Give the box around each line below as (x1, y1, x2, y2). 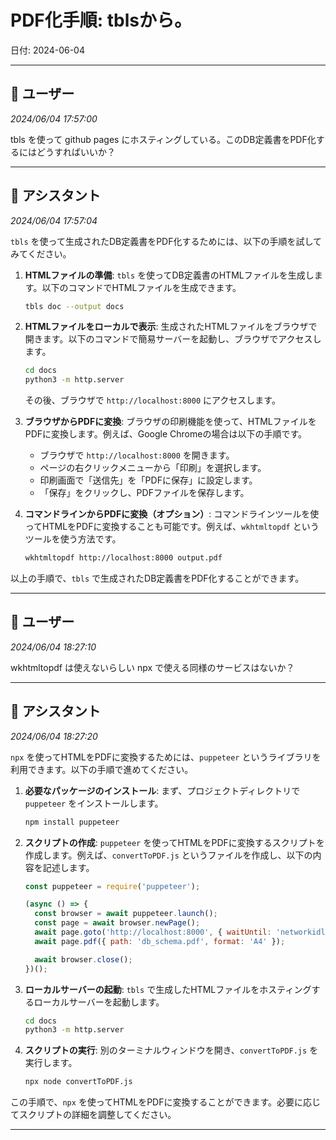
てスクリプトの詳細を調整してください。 (10, 1109, 177, 1121)
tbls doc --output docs (24, 301, 125, 311)
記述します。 (42, 861, 95, 873)
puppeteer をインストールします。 (24, 797, 164, 809)
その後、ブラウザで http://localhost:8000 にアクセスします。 (24, 394, 281, 406)
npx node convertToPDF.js (24, 1077, 133, 1087)
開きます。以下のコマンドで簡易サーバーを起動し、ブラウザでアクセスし (24, 333, 322, 345)
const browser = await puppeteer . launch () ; (34, 909, 218, 919)
